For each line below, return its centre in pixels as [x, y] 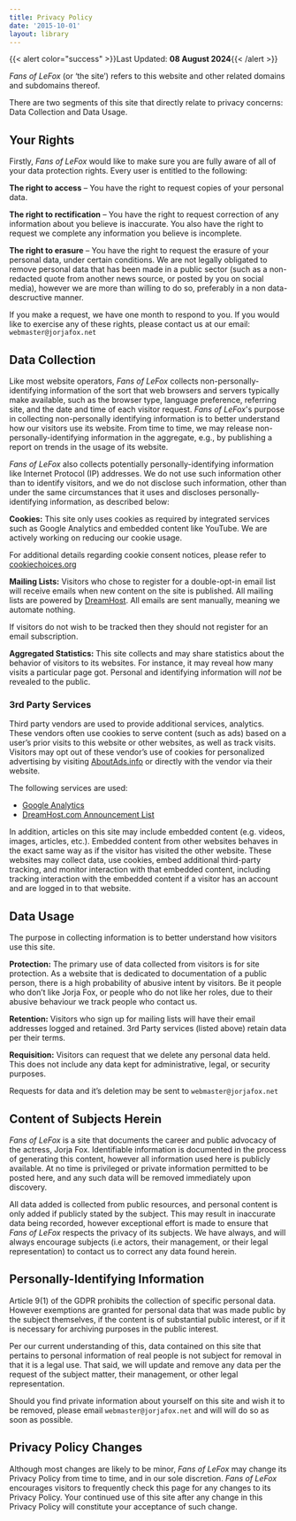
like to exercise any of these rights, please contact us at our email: [129, 324]
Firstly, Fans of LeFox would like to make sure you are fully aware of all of [143, 161]
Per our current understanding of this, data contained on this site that [135, 1346]
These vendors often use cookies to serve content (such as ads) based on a [148, 733]
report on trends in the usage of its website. [89, 447]
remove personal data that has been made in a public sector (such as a [138, 269]
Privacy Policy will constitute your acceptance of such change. [124, 1506]
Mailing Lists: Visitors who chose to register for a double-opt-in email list [143, 582]
